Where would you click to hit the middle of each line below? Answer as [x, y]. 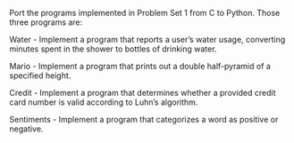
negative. [26, 129]
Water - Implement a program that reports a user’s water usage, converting [147, 40]
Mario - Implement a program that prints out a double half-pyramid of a [140, 66]
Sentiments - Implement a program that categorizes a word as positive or [144, 119]
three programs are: [46, 22]
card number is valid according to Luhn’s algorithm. [104, 102]
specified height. [40, 75]
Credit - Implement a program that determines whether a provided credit [143, 93]
